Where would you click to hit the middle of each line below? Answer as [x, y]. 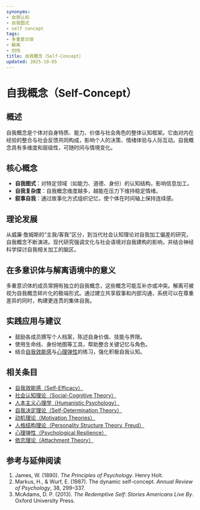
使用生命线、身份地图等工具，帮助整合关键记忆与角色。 [82, 344]
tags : [13, 34]
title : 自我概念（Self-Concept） [45, 56]
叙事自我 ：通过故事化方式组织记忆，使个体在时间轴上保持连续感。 [96, 198]
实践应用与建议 [34, 321]
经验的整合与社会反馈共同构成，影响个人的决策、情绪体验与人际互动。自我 [97, 140]
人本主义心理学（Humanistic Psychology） [67, 403]
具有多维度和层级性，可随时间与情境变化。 [63, 148]
